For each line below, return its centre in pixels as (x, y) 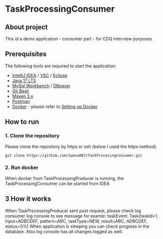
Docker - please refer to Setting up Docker (55, 107)
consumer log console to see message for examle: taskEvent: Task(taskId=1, (82, 216)
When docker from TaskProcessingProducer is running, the (64, 178)
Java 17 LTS (24, 80)
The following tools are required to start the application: (61, 66)
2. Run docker (22, 168)
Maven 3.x (23, 96)
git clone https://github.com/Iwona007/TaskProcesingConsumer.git (74, 155)
